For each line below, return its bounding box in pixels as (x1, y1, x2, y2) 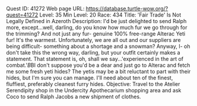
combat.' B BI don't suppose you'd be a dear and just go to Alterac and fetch (6, 62, 190, 69)
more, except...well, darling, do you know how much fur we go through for (6, 24, 188, 31)
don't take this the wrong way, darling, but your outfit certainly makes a (6, 49, 180, 56)
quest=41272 (6, 11, 39, 18)
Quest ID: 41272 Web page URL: (6, 5, 85, 12)
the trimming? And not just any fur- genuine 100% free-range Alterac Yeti (6, 30, 186, 37)
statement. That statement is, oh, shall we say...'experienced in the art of (6, 56, 184, 62)
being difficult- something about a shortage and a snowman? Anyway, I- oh (6, 43, 191, 50)
